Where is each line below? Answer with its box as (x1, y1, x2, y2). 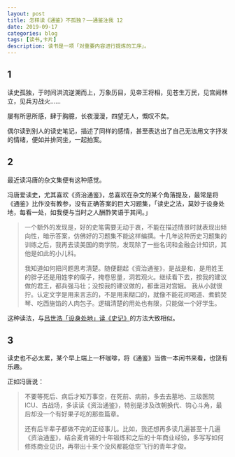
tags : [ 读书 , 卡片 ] (7, 36, 57, 43)
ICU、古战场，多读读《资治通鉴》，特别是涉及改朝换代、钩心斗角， (24, 401, 217, 409)
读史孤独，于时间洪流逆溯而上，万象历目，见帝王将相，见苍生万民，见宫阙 (7, 88, 222, 97)
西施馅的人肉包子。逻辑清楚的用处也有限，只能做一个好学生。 (43, 299, 221, 307)
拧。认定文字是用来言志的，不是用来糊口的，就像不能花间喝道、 (24, 290, 208, 298)
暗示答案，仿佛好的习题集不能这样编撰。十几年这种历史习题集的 (43, 232, 227, 240)
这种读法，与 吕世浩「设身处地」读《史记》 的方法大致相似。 (7, 314, 179, 322)
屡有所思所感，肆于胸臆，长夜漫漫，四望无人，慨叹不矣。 (7, 111, 173, 120)
